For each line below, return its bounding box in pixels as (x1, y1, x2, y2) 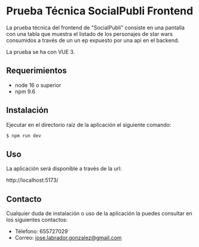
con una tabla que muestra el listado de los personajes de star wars (6, 30, 173, 37)
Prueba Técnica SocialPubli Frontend (6, 4, 194, 18)
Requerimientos (6, 66, 67, 76)
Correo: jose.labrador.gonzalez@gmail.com (14, 234, 122, 242)
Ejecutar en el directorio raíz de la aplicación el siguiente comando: (6, 121, 172, 128)
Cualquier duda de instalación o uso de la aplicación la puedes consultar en (6, 210, 192, 217)
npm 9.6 (14, 88, 36, 95)
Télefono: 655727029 (14, 228, 68, 235)
